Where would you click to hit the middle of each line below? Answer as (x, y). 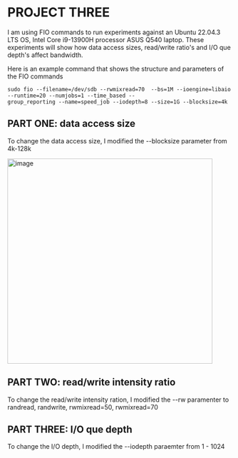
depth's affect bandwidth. (45, 55)
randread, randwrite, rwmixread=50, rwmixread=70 (83, 407)
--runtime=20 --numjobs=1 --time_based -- (71, 96)
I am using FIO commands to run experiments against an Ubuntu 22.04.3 (114, 32)
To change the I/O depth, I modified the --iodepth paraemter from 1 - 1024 (116, 447)
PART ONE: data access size (72, 124)
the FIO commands (35, 76)
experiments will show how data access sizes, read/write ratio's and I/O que (119, 47)
